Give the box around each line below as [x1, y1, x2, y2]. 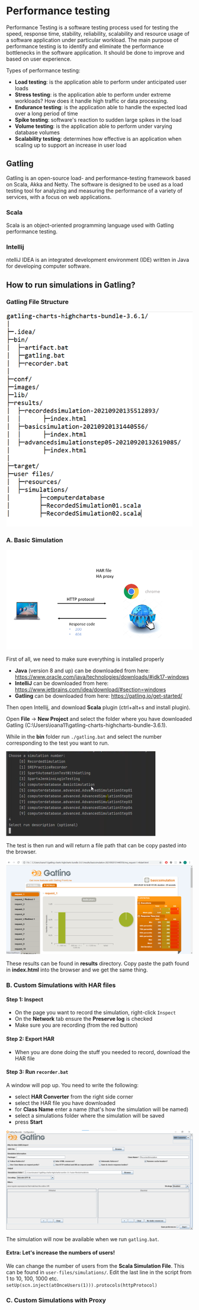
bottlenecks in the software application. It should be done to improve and [6, 49, 185, 56]
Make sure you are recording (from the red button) [14, 1021, 138, 1029]
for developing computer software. [6, 262, 91, 270]
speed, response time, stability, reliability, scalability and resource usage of [6, 30, 190, 37]
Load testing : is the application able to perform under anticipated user [14, 78, 187, 86]
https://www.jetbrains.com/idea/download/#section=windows [14, 686, 166, 693]
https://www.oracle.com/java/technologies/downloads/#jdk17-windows [14, 673, 190, 681]
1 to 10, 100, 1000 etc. [6, 1275, 59, 1282]
